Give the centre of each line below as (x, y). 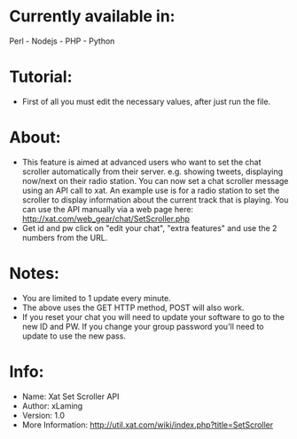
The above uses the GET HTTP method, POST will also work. (133, 307)
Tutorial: (41, 77)
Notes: (35, 274)
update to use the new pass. (74, 336)
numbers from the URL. (65, 237)
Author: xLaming (52, 405)
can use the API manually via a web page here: (107, 209)
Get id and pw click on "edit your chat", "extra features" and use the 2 (149, 227)
